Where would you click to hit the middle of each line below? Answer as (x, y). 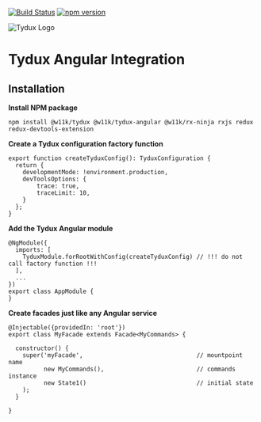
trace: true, (58, 186)
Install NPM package (43, 108)
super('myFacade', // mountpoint (133, 355)
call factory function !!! (53, 264)
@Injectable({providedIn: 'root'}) (67, 328)
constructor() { (42, 348)
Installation (36, 88)
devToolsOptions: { (55, 179)
